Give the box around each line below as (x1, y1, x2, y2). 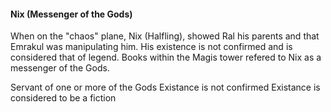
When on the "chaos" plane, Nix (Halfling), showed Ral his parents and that (10, 30, 320, 42)
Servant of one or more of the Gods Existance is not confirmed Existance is (10, 81, 321, 94)
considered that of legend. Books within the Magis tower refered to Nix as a (10, 51, 322, 64)
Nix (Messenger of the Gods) (10, 8, 133, 20)
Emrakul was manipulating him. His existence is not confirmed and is (10, 41, 293, 53)
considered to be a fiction (10, 92, 117, 104)
